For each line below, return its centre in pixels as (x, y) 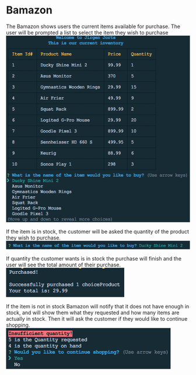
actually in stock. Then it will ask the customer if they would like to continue (97, 319)
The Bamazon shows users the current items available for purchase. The (93, 26)
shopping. (18, 325)
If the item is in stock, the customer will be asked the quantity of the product (98, 232)
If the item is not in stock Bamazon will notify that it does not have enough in (98, 307)
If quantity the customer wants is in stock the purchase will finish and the (94, 259)
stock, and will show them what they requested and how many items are (93, 312)
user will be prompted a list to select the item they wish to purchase (87, 32)
